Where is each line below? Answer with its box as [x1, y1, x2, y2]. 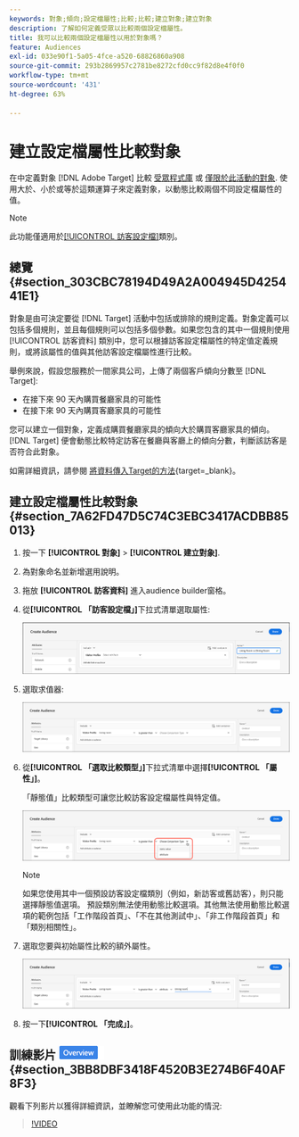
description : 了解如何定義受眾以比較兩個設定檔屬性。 [9, 23, 188, 33]
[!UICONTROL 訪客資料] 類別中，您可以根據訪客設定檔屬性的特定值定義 [9, 336, 271, 346]
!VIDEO [30, 1118, 58, 1129]
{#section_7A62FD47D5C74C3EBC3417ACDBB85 [9, 509, 289, 524]
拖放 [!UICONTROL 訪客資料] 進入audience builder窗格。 [21, 585, 231, 596]
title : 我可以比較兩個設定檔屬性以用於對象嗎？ [9, 33, 164, 42]
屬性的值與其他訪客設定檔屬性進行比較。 [47, 346, 197, 357]
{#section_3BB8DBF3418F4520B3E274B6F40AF [9, 1062, 287, 1077]
